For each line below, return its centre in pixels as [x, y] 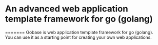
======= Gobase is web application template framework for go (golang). [79, 32]
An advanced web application [67, 9]
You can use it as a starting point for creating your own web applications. [79, 37]
